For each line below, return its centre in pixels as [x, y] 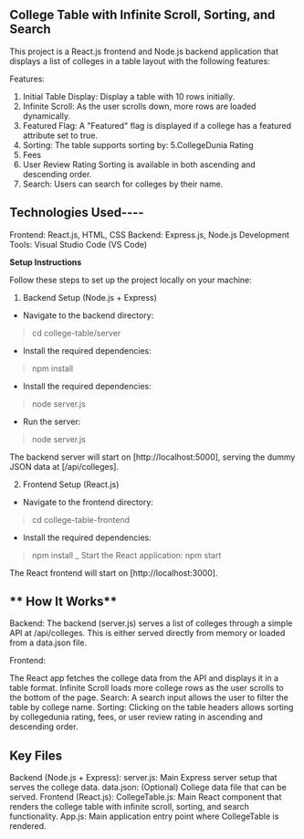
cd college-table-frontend [81, 519]
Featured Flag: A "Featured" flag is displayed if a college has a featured [157, 125]
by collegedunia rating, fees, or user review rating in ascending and [136, 717]
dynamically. [47, 116]
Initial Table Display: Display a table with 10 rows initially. [129, 96]
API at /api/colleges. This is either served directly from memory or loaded [147, 633]
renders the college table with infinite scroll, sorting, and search [129, 807]
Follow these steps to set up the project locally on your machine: [131, 280]
